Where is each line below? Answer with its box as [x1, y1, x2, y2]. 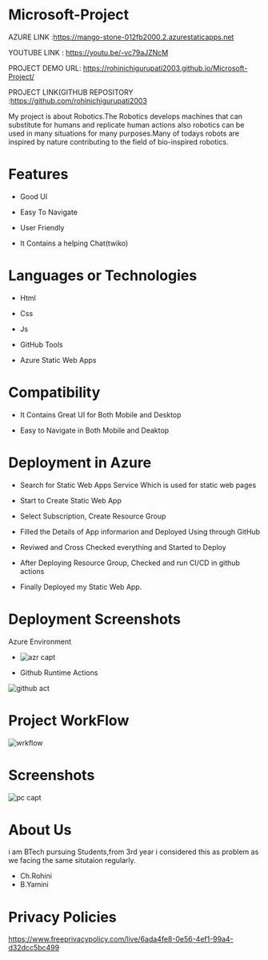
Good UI [19, 191, 48, 201]
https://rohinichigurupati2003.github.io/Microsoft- [82, 63, 248, 73]
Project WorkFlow [8, 711, 130, 730]
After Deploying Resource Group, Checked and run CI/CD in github [19, 558, 240, 567]
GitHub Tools [19, 340, 63, 349]
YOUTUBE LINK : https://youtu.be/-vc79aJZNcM [8, 47, 169, 57]
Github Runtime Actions [19, 668, 98, 677]
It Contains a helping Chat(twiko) [19, 238, 129, 248]
